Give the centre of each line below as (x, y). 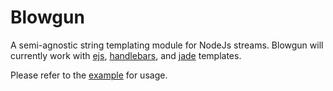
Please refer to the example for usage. (89, 75)
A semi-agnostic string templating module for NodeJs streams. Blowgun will (167, 45)
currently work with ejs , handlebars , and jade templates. (126, 55)
